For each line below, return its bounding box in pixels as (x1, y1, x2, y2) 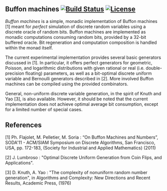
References (5, 121, 42, 130)
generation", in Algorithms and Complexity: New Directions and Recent (5, 175, 151, 181)
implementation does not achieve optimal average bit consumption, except (5, 101, 159, 107)
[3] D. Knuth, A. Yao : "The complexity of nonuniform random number (5, 169, 148, 175)
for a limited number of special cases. (5, 106, 83, 112)
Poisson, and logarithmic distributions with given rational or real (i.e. (5, 65, 145, 71)
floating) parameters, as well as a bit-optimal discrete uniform (25, 70, 152, 76)
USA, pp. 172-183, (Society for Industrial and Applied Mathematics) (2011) (5, 145, 156, 151)
